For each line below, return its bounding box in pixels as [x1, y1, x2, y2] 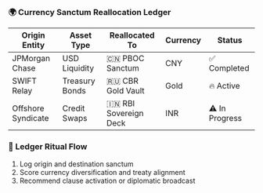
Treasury [62, 75, 95, 86]
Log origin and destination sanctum [19, 159, 135, 169]
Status [217, 35, 243, 46]
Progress [208, 113, 243, 124]
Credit [62, 103, 85, 114]
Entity [22, 40, 45, 51]
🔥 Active [208, 81, 240, 92]
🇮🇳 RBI [106, 98, 135, 109]
